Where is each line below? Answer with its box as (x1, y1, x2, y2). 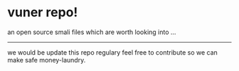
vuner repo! (7, 4, 78, 21)
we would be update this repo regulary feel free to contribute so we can (7, 48, 218, 57)
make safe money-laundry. (7, 55, 86, 64)
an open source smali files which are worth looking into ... (7, 28, 176, 36)
